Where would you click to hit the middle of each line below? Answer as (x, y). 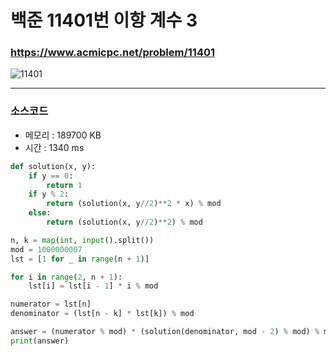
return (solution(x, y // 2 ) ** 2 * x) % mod (134, 204)
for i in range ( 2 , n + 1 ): (66, 277)
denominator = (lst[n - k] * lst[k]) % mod (102, 314)
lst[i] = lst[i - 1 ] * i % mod (93, 286)
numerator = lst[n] (51, 304)
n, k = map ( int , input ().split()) (82, 240)
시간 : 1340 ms (54, 147)
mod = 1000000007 (46, 249)
